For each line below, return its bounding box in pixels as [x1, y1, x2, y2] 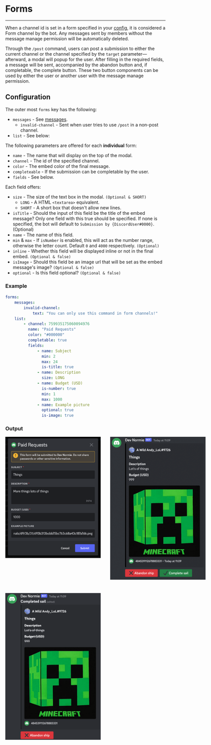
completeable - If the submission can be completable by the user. [12, 168, 149, 175]
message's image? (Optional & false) [12, 264, 95, 270]
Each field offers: [5, 184, 41, 190]
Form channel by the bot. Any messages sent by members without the [5, 30, 153, 36]
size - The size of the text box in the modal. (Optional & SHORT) [12, 193, 146, 200]
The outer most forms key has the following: [5, 106, 97, 112]
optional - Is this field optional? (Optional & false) [12, 269, 121, 276]
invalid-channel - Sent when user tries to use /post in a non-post [20, 121, 159, 128]
